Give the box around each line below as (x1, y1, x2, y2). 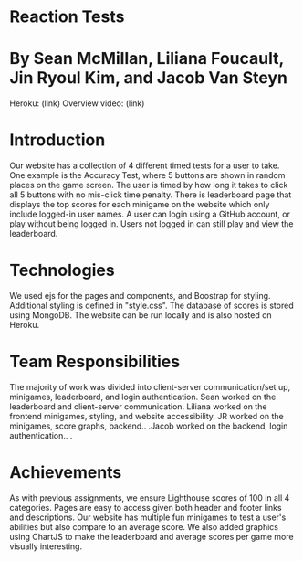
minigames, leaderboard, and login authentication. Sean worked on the (9, 391, 277, 402)
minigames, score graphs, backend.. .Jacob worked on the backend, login (9, 420, 288, 431)
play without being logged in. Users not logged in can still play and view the (9, 218, 294, 229)
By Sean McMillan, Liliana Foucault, (9, 48, 285, 69)
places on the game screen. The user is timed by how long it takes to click (9, 180, 288, 191)
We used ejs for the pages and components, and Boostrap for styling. (9, 291, 271, 301)
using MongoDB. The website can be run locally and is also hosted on (9, 310, 272, 321)
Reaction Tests (9, 6, 125, 27)
